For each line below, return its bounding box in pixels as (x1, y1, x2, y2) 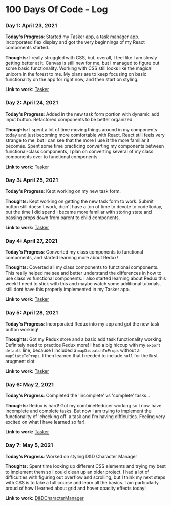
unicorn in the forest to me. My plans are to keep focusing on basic (5, 71, 147, 77)
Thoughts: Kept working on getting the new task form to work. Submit (5, 198, 154, 204)
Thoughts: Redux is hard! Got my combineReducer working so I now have (5, 402, 162, 408)
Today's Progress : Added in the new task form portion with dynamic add (5, 111, 160, 117)
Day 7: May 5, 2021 (5, 441, 53, 448)
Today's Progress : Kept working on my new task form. (5, 188, 121, 194)
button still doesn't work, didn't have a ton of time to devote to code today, (5, 204, 163, 210)
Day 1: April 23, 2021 (5, 22, 57, 29)
